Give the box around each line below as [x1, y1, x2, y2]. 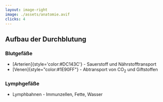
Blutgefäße [5, 50, 33, 57]
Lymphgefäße [5, 80, 40, 87]
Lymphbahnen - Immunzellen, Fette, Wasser [12, 92, 103, 98]
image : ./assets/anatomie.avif [5, 12, 70, 17]
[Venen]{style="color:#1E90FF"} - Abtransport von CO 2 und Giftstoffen [12, 67, 158, 74]
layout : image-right [5, 7, 48, 12]
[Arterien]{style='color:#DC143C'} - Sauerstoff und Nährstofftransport [12, 61, 157, 67]
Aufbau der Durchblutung [5, 35, 86, 43]
